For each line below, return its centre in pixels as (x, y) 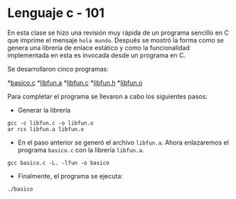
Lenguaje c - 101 (56, 13)
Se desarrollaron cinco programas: (58, 69)
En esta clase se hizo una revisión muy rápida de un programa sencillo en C (118, 33)
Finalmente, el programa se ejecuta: (70, 176)
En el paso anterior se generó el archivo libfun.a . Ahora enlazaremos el (123, 142)
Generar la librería (44, 110)
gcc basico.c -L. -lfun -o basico (59, 163)
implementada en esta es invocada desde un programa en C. (97, 55)
